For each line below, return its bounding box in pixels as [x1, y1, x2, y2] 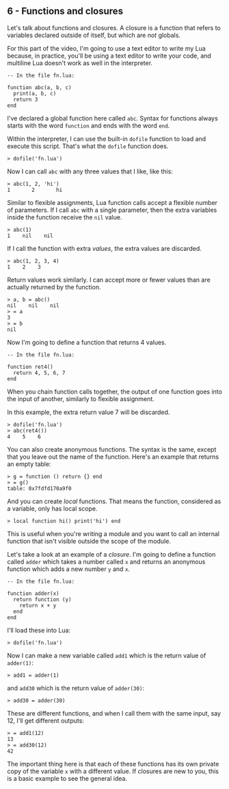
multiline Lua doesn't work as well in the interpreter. [7, 58, 152, 67]
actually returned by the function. [7, 282, 101, 291]
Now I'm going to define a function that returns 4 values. [7, 338, 167, 346]
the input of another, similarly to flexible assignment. [7, 394, 155, 403]
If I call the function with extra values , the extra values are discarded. [7, 244, 202, 252]
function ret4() [7, 363, 53, 370]
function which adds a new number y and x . [7, 565, 131, 573]
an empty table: [7, 459, 51, 468]
